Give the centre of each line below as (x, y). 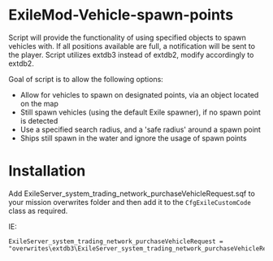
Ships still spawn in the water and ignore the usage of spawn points (133, 138)
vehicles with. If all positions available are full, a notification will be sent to (132, 46)
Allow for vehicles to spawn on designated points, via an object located (139, 94)
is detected (39, 120)
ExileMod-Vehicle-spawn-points (121, 15)
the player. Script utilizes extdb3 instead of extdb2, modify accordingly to (131, 54)
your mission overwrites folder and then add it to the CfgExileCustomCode (130, 202)
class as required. (38, 211)
